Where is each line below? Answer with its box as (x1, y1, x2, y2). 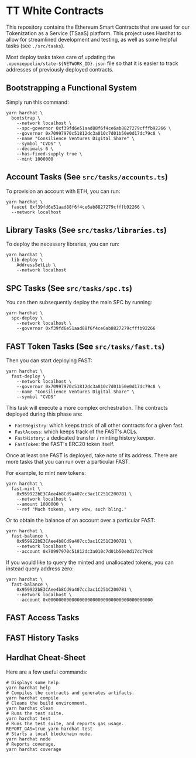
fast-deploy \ (11, 373, 46, 379)
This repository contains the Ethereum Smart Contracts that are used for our (6, 23, 190, 30)
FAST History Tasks (6, 633, 79, 643)
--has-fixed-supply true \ (16, 151, 82, 157)
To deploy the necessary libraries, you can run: (6, 240, 120, 247)
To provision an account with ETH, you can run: (6, 188, 121, 195)
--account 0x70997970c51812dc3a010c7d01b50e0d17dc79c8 (16, 549, 153, 555)
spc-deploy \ (11, 315, 43, 321)
